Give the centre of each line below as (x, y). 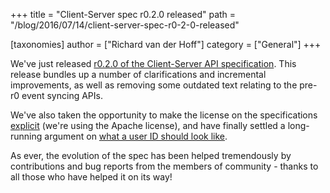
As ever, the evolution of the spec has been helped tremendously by (151, 155)
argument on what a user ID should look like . (136, 136)
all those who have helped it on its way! (91, 177)
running (26, 136)
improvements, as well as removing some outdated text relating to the (154, 85)
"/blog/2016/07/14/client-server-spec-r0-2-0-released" (125, 25)
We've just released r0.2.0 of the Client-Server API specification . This (153, 63)
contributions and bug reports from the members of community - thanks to (164, 166)
